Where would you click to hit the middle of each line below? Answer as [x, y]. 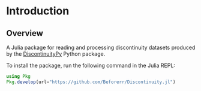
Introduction [38, 11]
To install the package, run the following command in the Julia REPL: [91, 65]
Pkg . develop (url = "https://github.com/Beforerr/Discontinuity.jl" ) [91, 82]
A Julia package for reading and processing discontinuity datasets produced [101, 47]
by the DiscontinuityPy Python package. [56, 54]
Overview [25, 33]
